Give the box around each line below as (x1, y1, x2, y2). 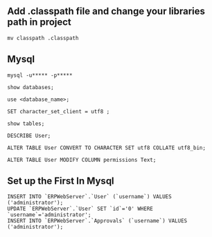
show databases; (7, 84, 54, 91)
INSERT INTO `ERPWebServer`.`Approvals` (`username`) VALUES (7, 218, 188, 225)
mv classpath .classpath (7, 35, 79, 41)
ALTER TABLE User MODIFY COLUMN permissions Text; (7, 156, 157, 163)
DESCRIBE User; (7, 132, 51, 139)
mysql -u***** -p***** (7, 72, 73, 79)
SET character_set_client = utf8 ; (7, 108, 110, 115)
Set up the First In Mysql (7, 176, 114, 187)
